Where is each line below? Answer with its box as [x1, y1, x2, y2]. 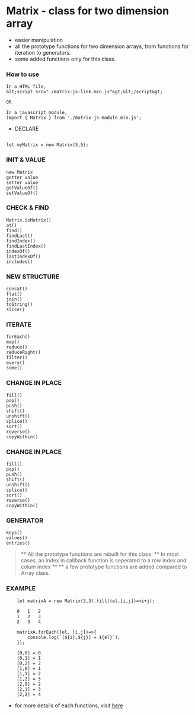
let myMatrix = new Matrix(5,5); [6, 142, 89, 148]
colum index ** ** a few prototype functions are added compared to [20, 563, 187, 571]
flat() [6, 291, 23, 298]
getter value [6, 174, 39, 181]
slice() [6, 307, 25, 313]
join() [6, 296, 23, 302]
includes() [6, 258, 33, 265]
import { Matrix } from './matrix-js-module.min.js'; [6, 115, 142, 121]
